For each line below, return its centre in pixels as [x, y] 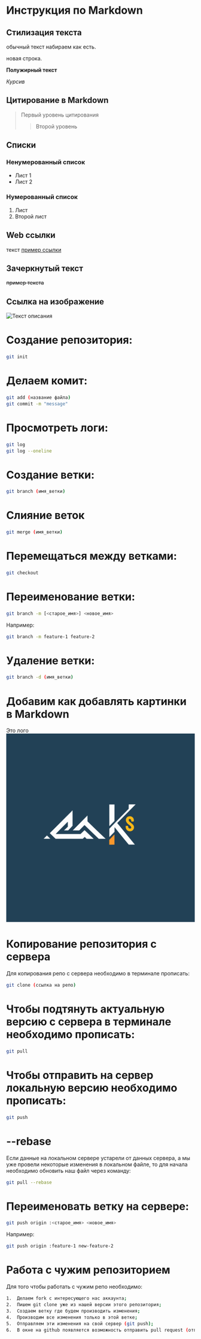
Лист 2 [24, 182]
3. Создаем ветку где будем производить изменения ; [73, 1311]
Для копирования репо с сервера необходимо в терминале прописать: [98, 974]
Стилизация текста [44, 33]
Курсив [16, 82]
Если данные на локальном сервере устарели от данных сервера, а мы [98, 1158]
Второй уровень [57, 126]
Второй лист [31, 216]
